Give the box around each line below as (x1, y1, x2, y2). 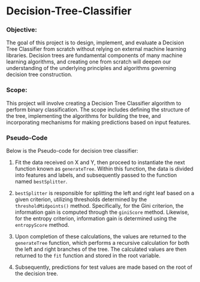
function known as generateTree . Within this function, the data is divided (14, 165, 193, 172)
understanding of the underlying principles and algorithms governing (6, 65, 177, 72)
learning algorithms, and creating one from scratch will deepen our (6, 58, 171, 65)
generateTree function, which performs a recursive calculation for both (14, 239, 190, 247)
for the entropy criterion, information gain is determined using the (14, 215, 177, 222)
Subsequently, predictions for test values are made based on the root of (14, 263, 193, 271)
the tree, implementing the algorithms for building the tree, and (6, 112, 161, 119)
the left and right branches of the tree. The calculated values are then (14, 245, 187, 253)
